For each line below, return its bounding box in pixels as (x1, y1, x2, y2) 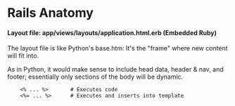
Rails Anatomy (7, 5, 94, 21)
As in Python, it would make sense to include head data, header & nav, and (7, 65, 224, 74)
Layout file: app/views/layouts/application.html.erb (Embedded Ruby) (7, 28, 217, 37)
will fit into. (7, 51, 39, 60)
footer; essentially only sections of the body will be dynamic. (7, 72, 184, 81)
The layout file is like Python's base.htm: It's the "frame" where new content (7, 44, 228, 53)
